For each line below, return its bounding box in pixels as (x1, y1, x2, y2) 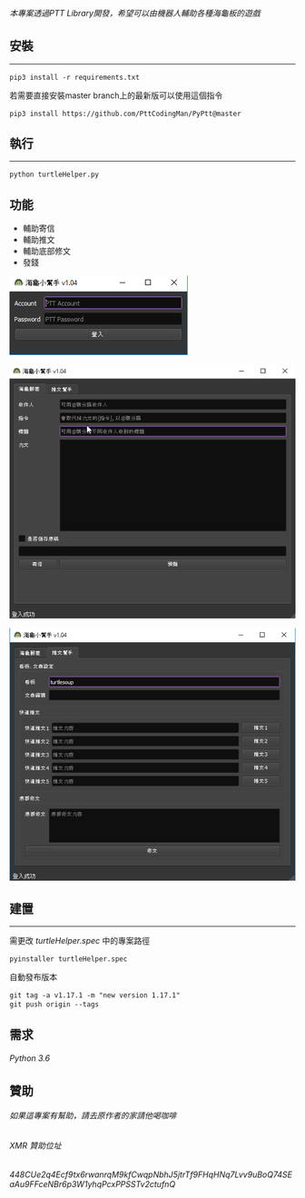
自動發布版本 (9, 972, 57, 983)
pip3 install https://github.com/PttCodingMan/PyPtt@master (9, 109, 242, 118)
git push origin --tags (9, 1000, 100, 1009)
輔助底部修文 (22, 245, 71, 257)
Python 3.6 (9, 1053, 51, 1064)
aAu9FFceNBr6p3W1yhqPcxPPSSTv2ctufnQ (9, 1178, 176, 1189)
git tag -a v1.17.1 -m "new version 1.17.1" (9, 991, 181, 1000)
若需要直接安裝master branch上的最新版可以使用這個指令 (9, 90, 223, 101)
